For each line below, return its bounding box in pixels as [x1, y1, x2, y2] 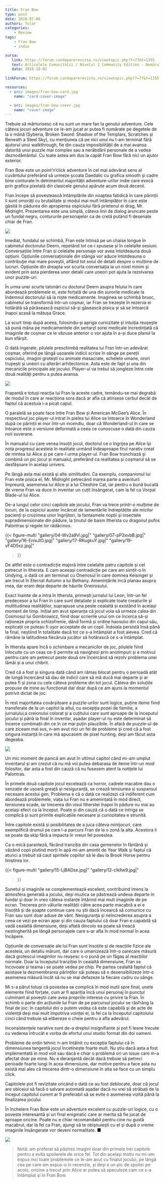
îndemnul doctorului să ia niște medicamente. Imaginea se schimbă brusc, [5, 294, 155, 300]
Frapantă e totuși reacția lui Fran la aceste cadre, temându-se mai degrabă [5, 390, 156, 396]
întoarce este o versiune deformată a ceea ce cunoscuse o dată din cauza [5, 426, 155, 432]
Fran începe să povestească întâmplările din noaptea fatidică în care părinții [5, 193, 158, 198]
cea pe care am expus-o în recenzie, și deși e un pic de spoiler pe [17, 1162, 151, 1168]
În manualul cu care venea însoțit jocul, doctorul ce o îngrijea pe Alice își [5, 440, 151, 447]
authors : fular [5, 21, 36, 26]
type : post [5, 12, 27, 17]
